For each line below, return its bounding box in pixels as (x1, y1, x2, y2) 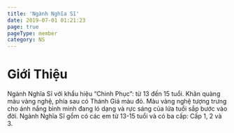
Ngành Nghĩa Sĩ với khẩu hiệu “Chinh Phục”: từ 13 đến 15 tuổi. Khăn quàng (7, 90, 221, 98)
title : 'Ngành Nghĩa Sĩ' (7, 10, 80, 17)
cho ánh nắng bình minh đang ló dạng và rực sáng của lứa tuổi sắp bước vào (7, 104, 228, 113)
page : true (7, 23, 39, 30)
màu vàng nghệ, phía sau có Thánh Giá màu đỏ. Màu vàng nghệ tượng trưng (7, 97, 227, 106)
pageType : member (7, 29, 58, 37)
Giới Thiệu (7, 66, 68, 83)
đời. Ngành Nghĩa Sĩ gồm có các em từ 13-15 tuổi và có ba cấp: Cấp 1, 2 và (7, 112, 222, 120)
